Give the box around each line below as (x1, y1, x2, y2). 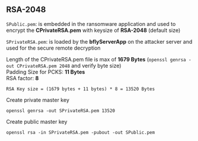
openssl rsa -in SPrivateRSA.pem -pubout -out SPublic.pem (6, 129, 155, 135)
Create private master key (6, 96, 69, 103)
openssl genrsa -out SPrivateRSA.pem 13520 (6, 107, 116, 114)
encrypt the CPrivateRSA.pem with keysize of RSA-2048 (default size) (6, 27, 181, 34)
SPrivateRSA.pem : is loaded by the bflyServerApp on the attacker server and (6, 38, 193, 45)
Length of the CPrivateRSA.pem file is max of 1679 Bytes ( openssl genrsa (6, 55, 186, 63)
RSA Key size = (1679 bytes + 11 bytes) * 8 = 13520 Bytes (6, 86, 155, 92)
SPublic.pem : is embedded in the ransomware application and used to (6, 20, 176, 27)
